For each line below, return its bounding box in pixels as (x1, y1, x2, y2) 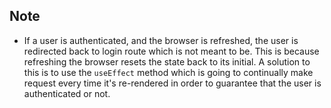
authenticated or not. (23, 87, 111, 99)
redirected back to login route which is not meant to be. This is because (23, 45, 320, 57)
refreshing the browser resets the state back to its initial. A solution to (23, 55, 311, 68)
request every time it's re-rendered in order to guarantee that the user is (23, 77, 322, 89)
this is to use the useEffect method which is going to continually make (23, 66, 314, 78)
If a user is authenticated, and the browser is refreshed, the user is (23, 34, 299, 46)
